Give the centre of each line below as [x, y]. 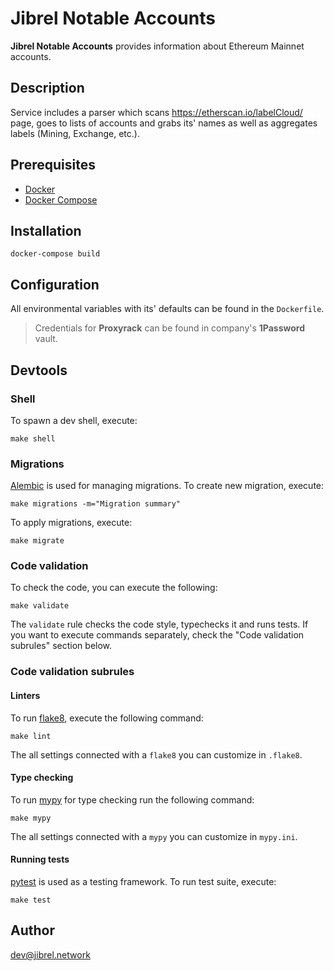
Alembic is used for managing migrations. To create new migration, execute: [167, 486]
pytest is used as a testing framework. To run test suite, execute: [143, 881]
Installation [46, 230]
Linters [25, 695]
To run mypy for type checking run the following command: [132, 799]
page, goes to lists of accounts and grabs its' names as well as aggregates [164, 123]
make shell [33, 438]
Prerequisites [53, 165]
